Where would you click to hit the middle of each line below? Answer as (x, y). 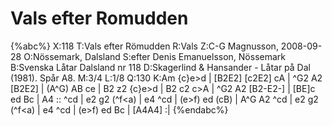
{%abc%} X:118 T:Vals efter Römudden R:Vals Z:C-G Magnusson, (144, 46)
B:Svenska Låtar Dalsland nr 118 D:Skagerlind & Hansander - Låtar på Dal (160, 67)
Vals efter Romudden (99, 18)
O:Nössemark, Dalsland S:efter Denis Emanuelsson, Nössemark (154, 56)
